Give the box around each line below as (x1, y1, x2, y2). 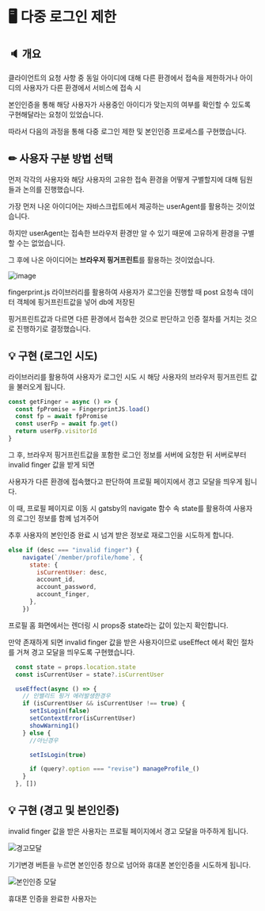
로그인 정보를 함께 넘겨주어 (16, 513, 100, 523)
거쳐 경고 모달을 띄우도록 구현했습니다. (16, 647, 135, 656)
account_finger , (36, 590, 90, 598)
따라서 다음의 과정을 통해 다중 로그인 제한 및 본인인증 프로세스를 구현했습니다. (8, 127, 247, 136)
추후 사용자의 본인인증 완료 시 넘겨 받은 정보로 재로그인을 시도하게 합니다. (8, 530, 234, 540)
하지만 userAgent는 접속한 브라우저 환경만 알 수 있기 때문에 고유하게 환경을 (8, 228, 240, 237)
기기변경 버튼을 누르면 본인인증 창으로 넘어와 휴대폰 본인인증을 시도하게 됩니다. (8, 859, 252, 870)
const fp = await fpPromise (15, 413, 108, 421)
